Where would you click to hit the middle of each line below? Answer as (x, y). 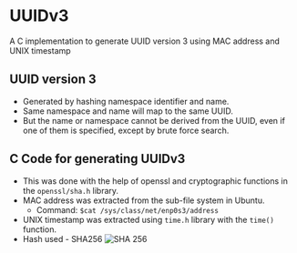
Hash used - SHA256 (62, 238)
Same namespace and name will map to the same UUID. (128, 111)
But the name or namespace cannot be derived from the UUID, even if (154, 120)
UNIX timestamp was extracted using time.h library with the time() (148, 219)
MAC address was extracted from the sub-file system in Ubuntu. (143, 200)
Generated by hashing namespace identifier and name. (126, 101)
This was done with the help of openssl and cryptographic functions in (155, 181)
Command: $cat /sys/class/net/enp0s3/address (127, 209)
